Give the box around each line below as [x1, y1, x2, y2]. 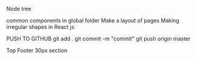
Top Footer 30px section [6, 47, 68, 54]
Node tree [6, 5, 32, 12]
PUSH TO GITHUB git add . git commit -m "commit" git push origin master [6, 35, 191, 42]
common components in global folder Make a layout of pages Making [6, 17, 180, 24]
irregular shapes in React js [6, 24, 75, 30]
